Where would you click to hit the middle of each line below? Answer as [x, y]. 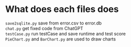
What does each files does [62, 9]
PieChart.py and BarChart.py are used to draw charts [60, 39]
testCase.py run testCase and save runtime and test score [65, 33]
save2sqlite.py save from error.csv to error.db [53, 23]
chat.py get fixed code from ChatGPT [44, 28]
